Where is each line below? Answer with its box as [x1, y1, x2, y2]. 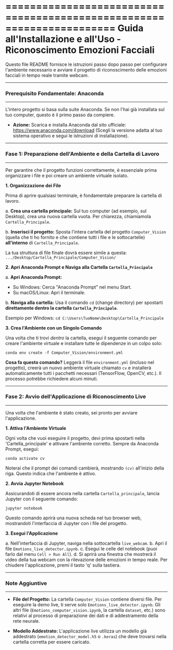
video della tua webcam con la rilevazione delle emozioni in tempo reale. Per [5, 556, 168, 563]
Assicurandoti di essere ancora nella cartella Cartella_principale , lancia [5, 490, 160, 496]
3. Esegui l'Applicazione [5, 530, 58, 536]
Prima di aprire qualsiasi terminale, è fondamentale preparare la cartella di [5, 192, 162, 198]
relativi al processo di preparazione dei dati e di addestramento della [12, 612, 159, 619]
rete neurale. [12, 618, 40, 624]
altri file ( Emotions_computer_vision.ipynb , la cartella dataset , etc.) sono [12, 607, 166, 613]
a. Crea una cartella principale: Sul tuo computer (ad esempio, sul [5, 208, 147, 214]
